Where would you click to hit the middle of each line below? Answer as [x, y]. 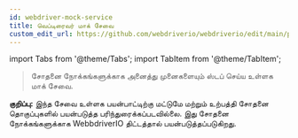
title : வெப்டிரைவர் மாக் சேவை [62, 26]
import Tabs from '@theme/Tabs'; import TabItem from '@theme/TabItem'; [145, 59]
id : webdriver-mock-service [61, 17]
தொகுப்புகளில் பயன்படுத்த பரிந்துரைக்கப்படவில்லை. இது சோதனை [119, 114]
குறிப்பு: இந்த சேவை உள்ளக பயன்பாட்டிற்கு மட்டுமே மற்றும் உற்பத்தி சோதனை [139, 103]
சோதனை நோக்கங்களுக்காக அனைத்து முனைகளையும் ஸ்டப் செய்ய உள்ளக [152, 76]
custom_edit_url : [41, 34]
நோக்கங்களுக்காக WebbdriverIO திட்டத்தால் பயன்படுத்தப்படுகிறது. [123, 124]
